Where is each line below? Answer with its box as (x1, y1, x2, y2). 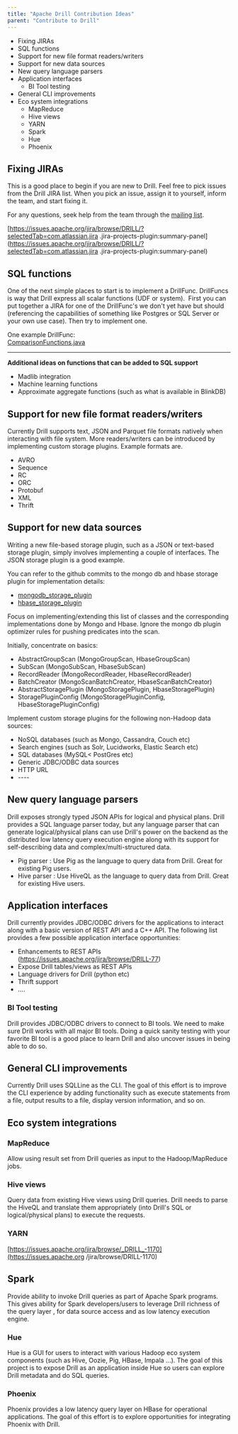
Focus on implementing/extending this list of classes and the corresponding (7, 612, 229, 621)
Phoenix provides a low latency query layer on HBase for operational (7, 1405, 208, 1413)
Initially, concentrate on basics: (7, 641, 98, 649)
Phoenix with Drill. (7, 1420, 60, 1429)
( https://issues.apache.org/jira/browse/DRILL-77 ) (17, 955, 161, 963)
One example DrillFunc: (7, 331, 76, 339)
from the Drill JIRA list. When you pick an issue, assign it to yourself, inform (7, 189, 227, 198)
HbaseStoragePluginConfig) (17, 700, 101, 708)
